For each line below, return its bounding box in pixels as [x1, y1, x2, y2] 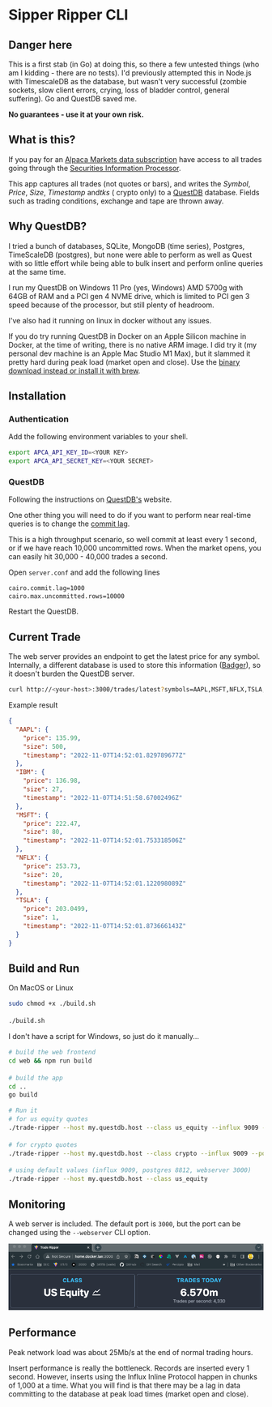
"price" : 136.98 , [23, 776, 82, 785]
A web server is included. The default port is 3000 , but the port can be [8, 1219, 241, 1229]
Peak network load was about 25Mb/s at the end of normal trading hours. [8, 1347, 253, 1357]
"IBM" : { [15, 768, 45, 776]
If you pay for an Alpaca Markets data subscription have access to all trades [8, 154, 262, 164]
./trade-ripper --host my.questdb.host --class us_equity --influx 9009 [8, 1124, 259, 1132]
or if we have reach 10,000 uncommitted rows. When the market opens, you [8, 543, 261, 553]
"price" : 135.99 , [23, 733, 82, 742]
